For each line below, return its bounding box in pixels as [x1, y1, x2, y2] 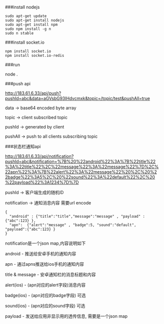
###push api [5, 81, 31, 86]
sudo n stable [5, 31, 34, 36]
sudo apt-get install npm [5, 22, 58, 27]
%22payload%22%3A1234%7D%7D [5, 179, 79, 185]
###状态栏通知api [5, 144, 41, 149]
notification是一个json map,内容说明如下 [5, 240, 86, 246]
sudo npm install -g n [5, 26, 51, 31]
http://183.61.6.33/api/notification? [5, 153, 74, 159]
